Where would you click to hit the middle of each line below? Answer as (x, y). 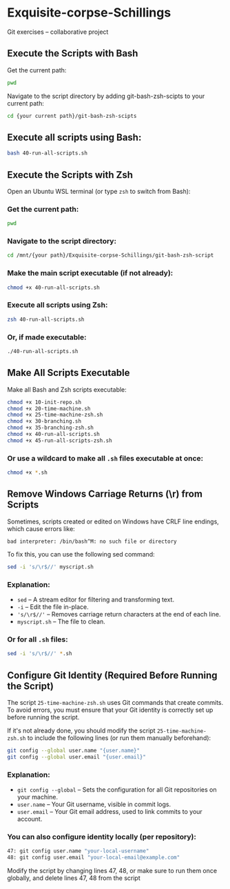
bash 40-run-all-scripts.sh (48, 153)
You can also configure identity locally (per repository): (102, 837)
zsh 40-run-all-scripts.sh (46, 319)
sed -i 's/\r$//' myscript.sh (51, 567)
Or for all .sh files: (38, 639)
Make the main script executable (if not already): (90, 273)
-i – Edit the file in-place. (53, 607)
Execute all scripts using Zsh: (57, 305)
